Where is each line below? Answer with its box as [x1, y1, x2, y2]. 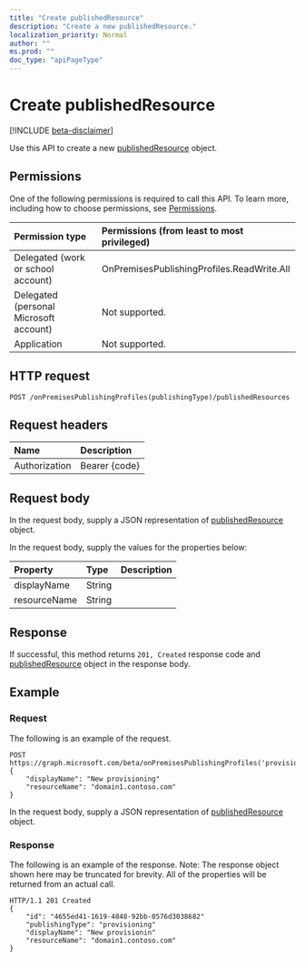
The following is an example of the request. [9, 733, 172, 744]
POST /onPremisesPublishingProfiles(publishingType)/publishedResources [9, 392, 290, 401]
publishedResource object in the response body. [9, 659, 191, 669]
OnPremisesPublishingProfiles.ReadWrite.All [101, 262, 290, 275]
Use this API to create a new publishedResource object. [9, 142, 218, 153]
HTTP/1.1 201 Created [9, 895, 92, 905]
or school [14, 262, 54, 275]
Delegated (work [14, 251, 86, 264]
